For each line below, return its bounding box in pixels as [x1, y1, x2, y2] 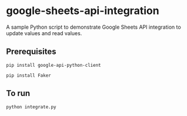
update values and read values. [6, 29, 82, 36]
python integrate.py [6, 104, 57, 110]
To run [6, 88, 31, 98]
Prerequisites [6, 47, 56, 57]
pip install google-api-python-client [6, 62, 101, 68]
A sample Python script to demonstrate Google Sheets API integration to [6, 23, 181, 30]
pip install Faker [6, 72, 51, 79]
